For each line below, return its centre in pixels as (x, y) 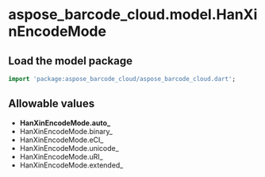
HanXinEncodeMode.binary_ (66, 131)
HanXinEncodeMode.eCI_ (61, 140)
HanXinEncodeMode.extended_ (71, 165)
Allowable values (52, 104)
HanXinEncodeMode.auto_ (65, 123)
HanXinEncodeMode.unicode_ (69, 148)
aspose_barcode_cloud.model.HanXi (133, 15)
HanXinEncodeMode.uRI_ (61, 156)
